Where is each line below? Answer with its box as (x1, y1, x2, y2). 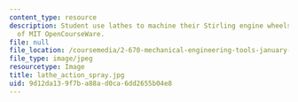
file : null (9, 37, 50, 47)
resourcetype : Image (9, 63, 86, 72)
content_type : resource (9, 12, 98, 22)
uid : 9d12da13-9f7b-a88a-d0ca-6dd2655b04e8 (9, 79, 173, 88)
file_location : (9, 46, 66, 55)
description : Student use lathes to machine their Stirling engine (9, 21, 264, 30)
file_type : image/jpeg (9, 54, 93, 63)
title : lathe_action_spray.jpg (9, 71, 125, 80)
